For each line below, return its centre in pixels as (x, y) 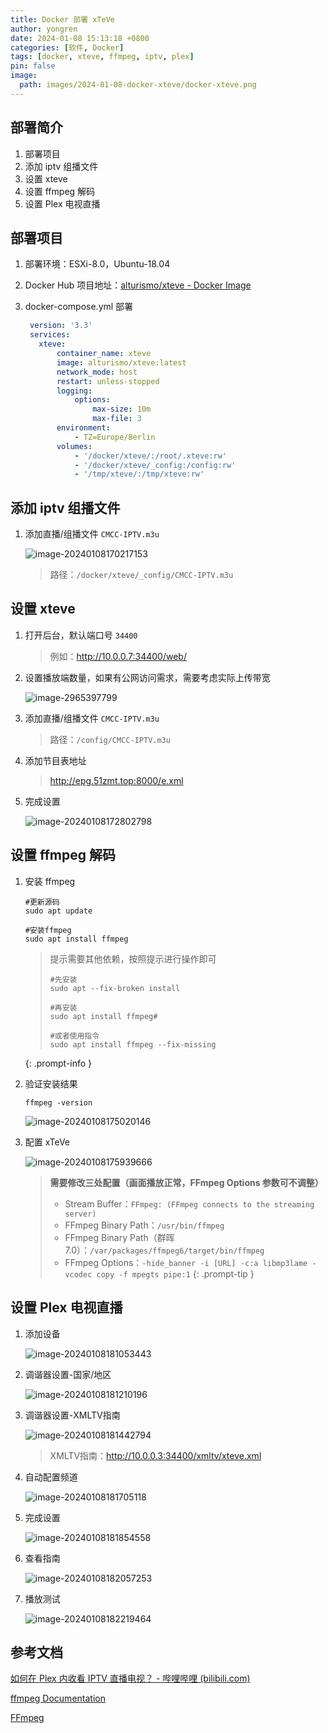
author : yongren (44, 29)
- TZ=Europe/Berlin (115, 437)
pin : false (33, 66)
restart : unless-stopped (108, 381)
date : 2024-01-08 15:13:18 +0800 (80, 38)
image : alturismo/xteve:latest (121, 362)
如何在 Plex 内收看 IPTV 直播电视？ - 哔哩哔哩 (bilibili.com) (130, 1678)
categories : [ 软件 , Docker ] (67, 47)
